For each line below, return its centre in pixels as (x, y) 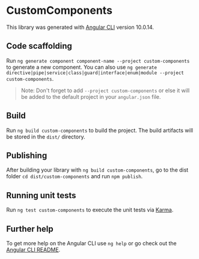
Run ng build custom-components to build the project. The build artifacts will (100, 130)
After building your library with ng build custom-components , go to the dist (97, 170)
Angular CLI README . (33, 250)
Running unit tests (41, 195)
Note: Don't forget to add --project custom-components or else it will (105, 90)
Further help (30, 229)
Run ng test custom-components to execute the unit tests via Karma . (90, 210)
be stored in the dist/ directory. (46, 137)
